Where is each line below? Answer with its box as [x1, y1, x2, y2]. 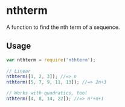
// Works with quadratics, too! [6, 90, 88, 96]
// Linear [6, 68, 31, 74]
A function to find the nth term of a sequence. [6, 23, 120, 31]
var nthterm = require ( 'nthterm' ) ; [6, 57, 96, 63]
